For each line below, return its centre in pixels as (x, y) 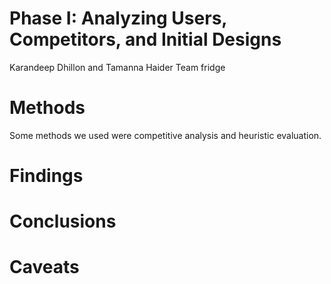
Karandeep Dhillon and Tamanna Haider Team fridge (117, 67)
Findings (46, 176)
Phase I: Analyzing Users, (118, 18)
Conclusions (63, 221)
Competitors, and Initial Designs (145, 39)
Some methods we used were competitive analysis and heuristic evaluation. (165, 135)
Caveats (44, 267)
